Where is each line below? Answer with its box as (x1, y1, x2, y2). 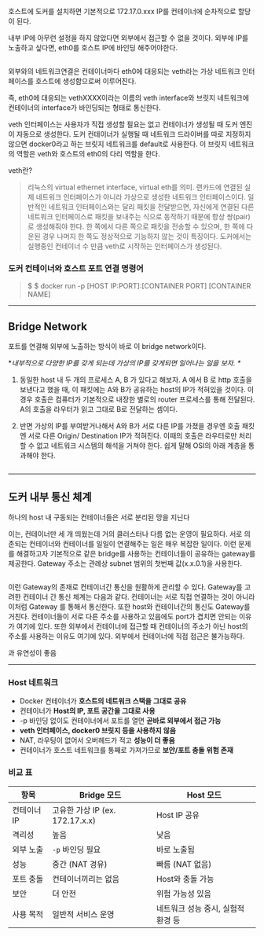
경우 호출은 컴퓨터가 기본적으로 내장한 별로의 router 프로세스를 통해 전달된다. (19, 395, 255, 404)
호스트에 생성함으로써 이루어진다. (35, 76, 137, 86)
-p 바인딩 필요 (52, 844, 101, 855)
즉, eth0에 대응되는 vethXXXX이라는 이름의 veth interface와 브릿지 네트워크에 (8, 94, 250, 102)
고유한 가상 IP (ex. (52, 805, 116, 816)
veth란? (8, 166, 33, 175)
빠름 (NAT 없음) (156, 858, 212, 869)
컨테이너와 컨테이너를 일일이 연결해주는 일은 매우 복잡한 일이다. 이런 (28, 538, 237, 549)
